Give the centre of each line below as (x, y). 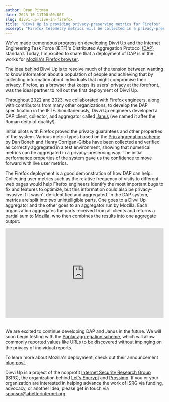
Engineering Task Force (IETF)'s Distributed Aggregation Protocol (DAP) (80, 48)
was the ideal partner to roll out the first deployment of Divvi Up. (72, 90)
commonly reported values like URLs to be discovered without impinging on (83, 342)
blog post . (16, 362)
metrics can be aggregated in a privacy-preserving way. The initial (74, 153)
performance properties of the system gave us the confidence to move (79, 158)
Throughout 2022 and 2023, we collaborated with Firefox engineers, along (82, 100)
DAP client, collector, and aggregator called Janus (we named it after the (80, 116)
